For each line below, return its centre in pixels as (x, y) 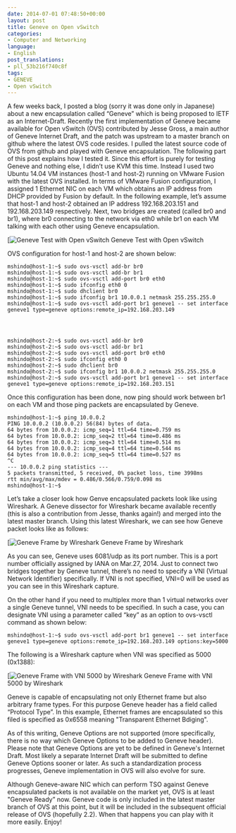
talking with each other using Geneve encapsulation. (83, 226)
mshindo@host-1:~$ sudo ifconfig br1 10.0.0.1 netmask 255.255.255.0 (112, 297)
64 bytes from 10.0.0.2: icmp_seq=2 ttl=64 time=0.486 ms (94, 436)
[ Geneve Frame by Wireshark (95, 543)
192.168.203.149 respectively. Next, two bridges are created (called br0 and (117, 211)
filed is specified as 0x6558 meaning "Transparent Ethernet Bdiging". (108, 720)
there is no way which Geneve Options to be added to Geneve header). (110, 741)
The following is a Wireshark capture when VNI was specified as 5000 (109, 655)
